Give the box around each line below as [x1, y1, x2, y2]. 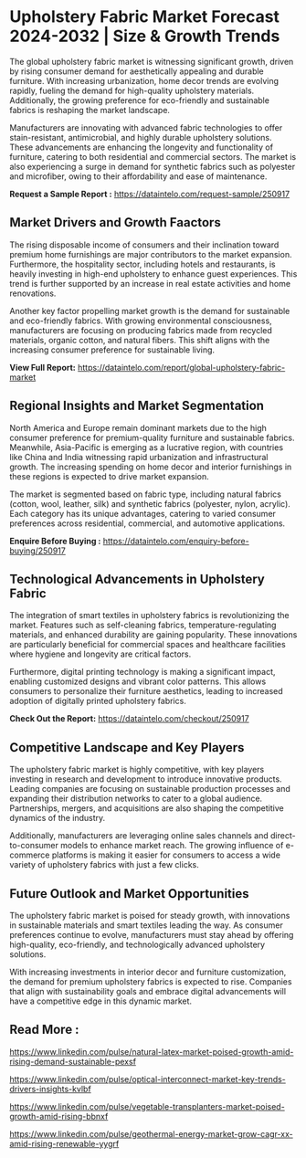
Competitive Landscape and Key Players [9, 740, 245, 755]
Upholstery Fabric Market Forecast [9, 6, 280, 27]
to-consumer [9, 840, 59, 851]
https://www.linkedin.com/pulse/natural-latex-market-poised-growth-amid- [9, 1046, 294, 1057]
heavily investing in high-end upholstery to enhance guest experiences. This [9, 268, 298, 279]
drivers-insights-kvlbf [9, 1083, 91, 1094]
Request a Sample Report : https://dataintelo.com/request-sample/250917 [9, 188, 290, 199]
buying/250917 [9, 545, 66, 556]
